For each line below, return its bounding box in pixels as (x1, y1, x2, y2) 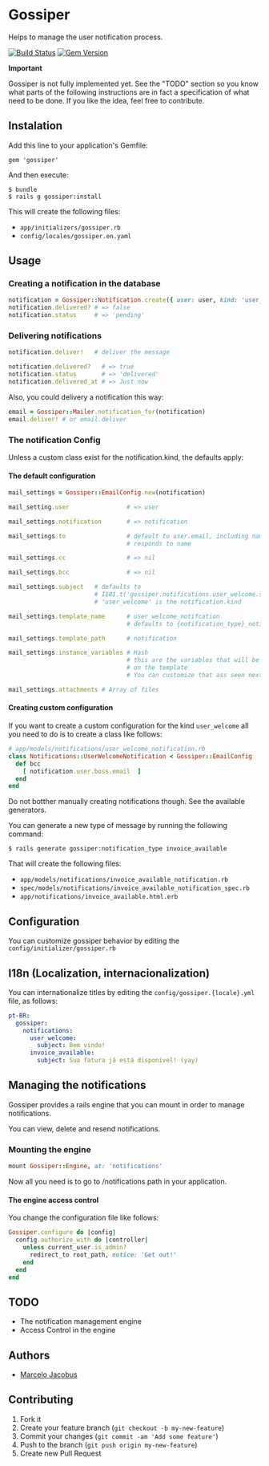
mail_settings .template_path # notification (8, 634, 178, 643)
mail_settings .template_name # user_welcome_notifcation (8, 612, 220, 620)
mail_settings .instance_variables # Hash (8, 648, 149, 657)
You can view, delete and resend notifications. (8, 1123, 161, 1133)
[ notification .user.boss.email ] (22, 767, 142, 775)
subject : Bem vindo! (37, 1042, 106, 1050)
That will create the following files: (8, 859, 122, 868)
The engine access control (8, 1195, 99, 1204)
